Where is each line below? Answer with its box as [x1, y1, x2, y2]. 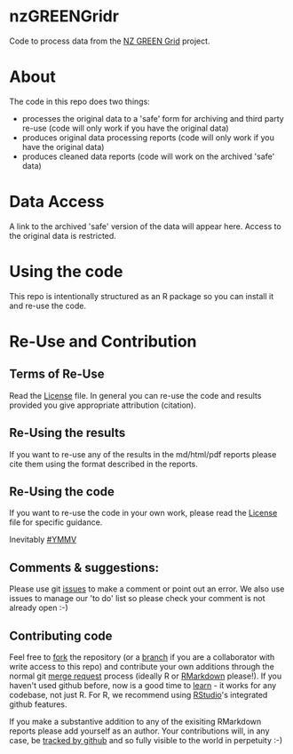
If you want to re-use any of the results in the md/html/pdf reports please [9, 448, 277, 459]
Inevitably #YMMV [9, 535, 77, 545]
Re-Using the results [9, 425, 126, 440]
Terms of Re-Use [9, 367, 105, 382]
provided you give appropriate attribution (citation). [9, 400, 197, 410]
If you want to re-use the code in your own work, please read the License [9, 508, 278, 519]
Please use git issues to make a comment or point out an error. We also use [9, 583, 285, 594]
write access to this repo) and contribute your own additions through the [9, 662, 275, 671]
